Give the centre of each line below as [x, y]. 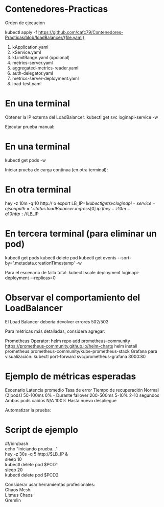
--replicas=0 [43, 278]
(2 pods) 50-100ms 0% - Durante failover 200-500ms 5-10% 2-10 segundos [82, 395]
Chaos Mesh [18, 490]
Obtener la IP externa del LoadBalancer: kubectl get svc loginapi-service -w [82, 117]
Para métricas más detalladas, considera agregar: [55, 331]
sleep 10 [13, 459]
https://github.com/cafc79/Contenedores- [81, 32]
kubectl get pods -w [25, 160]
